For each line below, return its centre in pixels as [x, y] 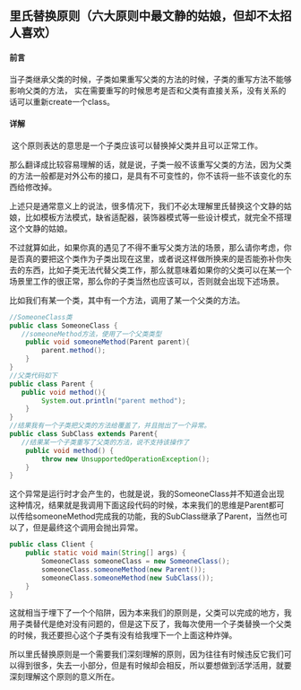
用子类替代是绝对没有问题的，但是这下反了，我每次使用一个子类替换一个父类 [150, 624]
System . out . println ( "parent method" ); [114, 401]
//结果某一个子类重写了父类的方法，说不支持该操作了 [105, 442]
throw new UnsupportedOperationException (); [126, 459]
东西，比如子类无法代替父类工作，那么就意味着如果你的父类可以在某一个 [158, 270]
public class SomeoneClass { [64, 326]
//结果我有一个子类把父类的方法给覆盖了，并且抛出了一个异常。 [110, 426]
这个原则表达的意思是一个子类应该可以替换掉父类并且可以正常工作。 [137, 145]
